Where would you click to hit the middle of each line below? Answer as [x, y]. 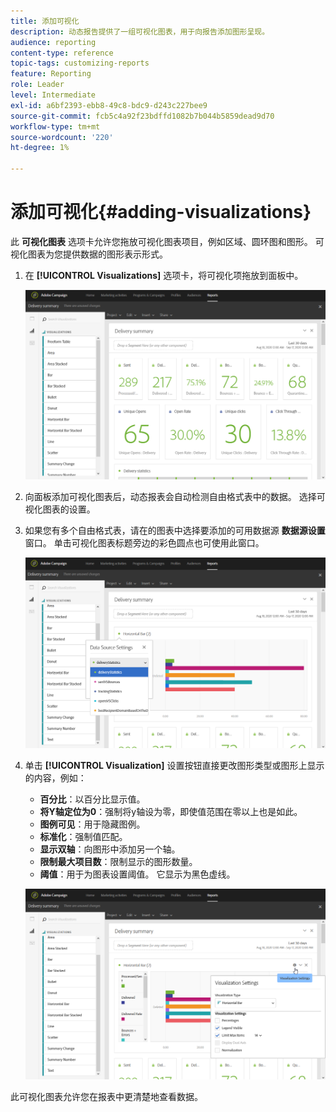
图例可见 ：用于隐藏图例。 [92, 824]
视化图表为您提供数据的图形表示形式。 [89, 254]
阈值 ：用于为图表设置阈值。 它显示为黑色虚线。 [137, 874]
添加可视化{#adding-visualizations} [161, 212]
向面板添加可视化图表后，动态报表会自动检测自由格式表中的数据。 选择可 [175, 497]
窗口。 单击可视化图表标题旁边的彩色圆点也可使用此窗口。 [144, 543]
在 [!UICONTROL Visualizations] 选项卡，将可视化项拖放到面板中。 [164, 275]
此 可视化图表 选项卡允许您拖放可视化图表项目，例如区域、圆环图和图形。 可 [167, 241]
